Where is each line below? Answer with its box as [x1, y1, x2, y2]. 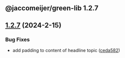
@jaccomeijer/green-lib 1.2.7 [5, 4, 99, 12]
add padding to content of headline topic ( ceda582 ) [12, 47, 120, 53]
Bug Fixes [5, 36, 30, 43]
